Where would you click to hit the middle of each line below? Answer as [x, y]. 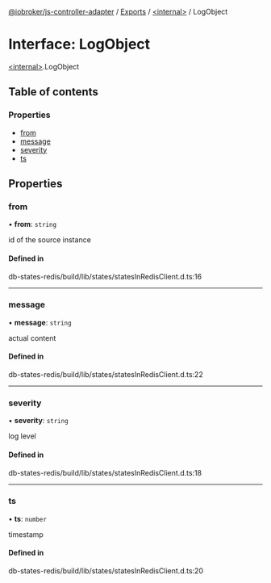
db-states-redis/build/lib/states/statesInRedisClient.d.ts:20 [106, 571]
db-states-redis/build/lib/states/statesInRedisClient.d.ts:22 [106, 375]
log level [22, 436]
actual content [32, 338]
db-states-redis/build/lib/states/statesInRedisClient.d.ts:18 [105, 472]
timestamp [26, 534]
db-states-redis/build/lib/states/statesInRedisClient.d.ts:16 [105, 276]
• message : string [40, 322]
